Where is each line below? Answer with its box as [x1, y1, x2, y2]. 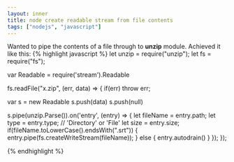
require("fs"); [7, 57, 45, 66]
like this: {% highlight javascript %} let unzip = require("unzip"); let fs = [7, 50, 212, 58]
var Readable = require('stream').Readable [7, 71, 130, 79]
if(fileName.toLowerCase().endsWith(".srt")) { [7, 126, 138, 135]
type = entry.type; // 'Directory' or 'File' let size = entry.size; [7, 119, 180, 127]
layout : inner [7, 10, 49, 17]
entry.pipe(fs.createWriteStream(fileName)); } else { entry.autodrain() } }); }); [7, 133, 227, 142]
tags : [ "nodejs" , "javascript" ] [7, 23, 101, 30]
